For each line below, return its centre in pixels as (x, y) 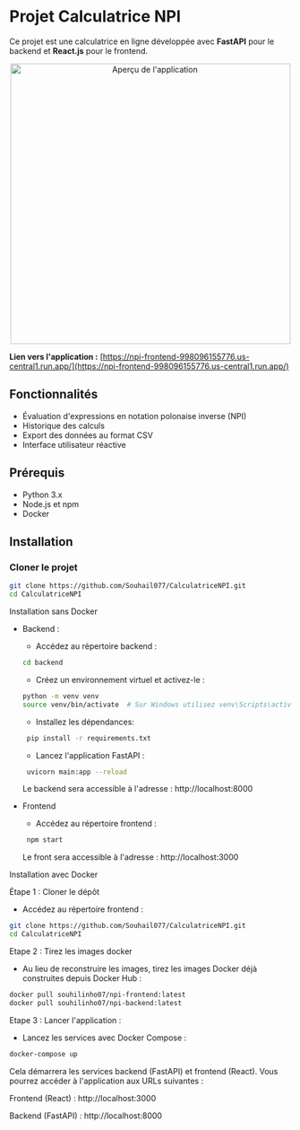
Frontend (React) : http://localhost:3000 (83, 1098)
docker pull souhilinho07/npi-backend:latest (95, 1003)
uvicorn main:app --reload (77, 772)
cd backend (43, 662)
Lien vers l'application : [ (56, 356)
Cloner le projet (43, 567)
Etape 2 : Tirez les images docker (71, 951)
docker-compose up (43, 1054)
